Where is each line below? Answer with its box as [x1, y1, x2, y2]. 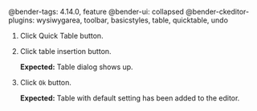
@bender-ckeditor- [186, 7, 250, 16]
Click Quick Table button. [19, 31, 104, 40]
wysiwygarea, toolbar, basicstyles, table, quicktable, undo [35, 15, 229, 25]
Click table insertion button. [19, 47, 112, 55]
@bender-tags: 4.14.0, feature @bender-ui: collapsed [8, 7, 185, 16]
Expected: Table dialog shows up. [19, 62, 134, 72]
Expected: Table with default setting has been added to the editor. [19, 93, 240, 103]
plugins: [8, 15, 35, 25]
